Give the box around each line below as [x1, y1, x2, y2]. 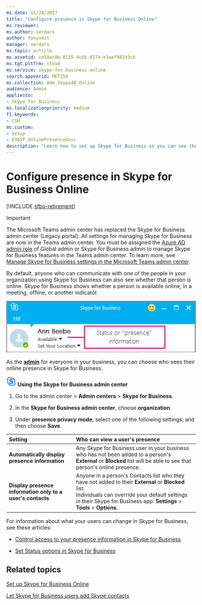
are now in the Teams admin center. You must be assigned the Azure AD [6, 239, 186, 246]
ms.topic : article [6, 48, 52, 54]
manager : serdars [6, 42, 50, 48]
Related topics [6, 565, 61, 575]
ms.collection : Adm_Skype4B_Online [6, 80, 96, 86]
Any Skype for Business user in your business [76, 444, 189, 451]
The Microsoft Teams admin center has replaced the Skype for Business [6, 226, 185, 233]
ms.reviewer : [6, 22, 39, 28]
